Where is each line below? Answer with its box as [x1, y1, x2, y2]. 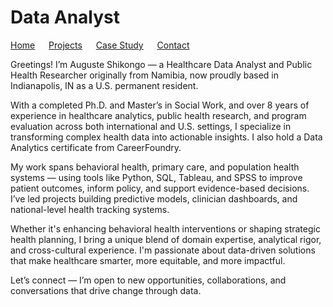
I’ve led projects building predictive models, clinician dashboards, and [10, 192, 298, 205]
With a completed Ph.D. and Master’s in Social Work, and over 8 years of [10, 99, 310, 111]
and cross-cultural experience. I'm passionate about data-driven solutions [10, 244, 316, 256]
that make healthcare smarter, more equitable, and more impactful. [10, 254, 286, 266]
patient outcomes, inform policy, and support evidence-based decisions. [10, 182, 310, 194]
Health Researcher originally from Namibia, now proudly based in [10, 69, 280, 81]
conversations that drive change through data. [10, 284, 202, 296]
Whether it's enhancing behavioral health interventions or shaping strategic [10, 222, 321, 235]
